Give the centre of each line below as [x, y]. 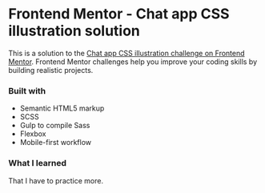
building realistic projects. [51, 70]
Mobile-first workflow [56, 143]
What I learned [37, 163]
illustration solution [74, 31]
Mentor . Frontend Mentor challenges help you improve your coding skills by [133, 62]
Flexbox [33, 134]
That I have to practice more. [56, 180]
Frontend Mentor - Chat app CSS [119, 14]
